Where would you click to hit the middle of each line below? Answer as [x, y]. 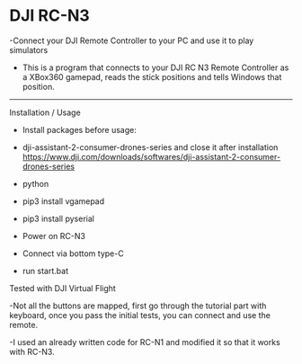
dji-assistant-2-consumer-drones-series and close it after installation [150, 147]
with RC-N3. [32, 351]
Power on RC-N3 [53, 235]
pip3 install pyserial [58, 218]
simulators [29, 49]
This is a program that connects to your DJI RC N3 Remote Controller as [155, 67]
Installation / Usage [45, 112]
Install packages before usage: [79, 129]
